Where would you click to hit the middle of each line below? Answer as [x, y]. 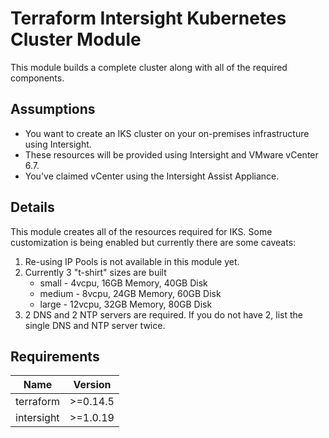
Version [92, 385]
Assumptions [53, 109]
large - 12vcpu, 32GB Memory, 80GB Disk [126, 304]
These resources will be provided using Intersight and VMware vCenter [171, 154]
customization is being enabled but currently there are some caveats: [153, 242]
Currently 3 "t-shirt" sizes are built [95, 272]
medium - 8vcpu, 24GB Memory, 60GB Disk [130, 293]
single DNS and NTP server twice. [95, 325]
